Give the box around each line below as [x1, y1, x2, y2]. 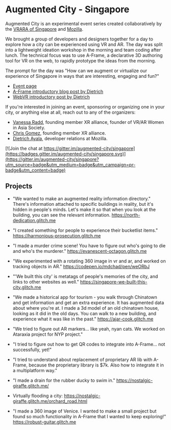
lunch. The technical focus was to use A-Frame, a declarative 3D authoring [5, 52, 163, 58]
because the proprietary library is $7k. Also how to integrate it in [29, 362, 164, 368]
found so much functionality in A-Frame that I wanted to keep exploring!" [12, 413, 166, 419]
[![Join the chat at [5, 145, 43, 152]
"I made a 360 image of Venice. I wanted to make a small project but [12, 408, 157, 414]
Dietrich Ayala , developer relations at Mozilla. [12, 135, 108, 141]
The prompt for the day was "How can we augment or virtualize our [5, 68, 148, 74]
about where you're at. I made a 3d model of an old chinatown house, [12, 305, 159, 311]
